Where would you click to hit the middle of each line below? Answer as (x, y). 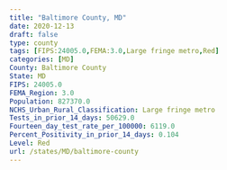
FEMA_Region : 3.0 (42, 93)
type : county (34, 43)
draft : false (34, 34)
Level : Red (30, 143)
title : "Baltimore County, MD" (68, 18)
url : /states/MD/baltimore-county (74, 151)
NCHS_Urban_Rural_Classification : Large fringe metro (113, 110)
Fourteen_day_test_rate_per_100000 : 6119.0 (92, 127)
